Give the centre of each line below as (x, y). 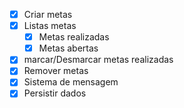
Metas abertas (68, 48)
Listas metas (50, 26)
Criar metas (48, 14)
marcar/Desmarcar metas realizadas (98, 60)
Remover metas (56, 71)
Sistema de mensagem (71, 82)
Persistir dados (55, 93)
